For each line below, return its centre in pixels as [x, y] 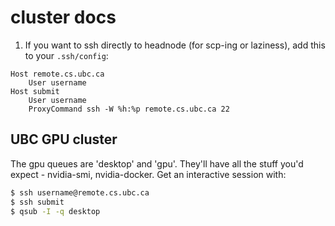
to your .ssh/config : [66, 55]
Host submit [35, 91]
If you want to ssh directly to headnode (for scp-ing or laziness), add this [175, 45]
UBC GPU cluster [64, 139]
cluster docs [63, 17]
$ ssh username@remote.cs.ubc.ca [80, 192]
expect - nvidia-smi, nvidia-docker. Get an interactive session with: [148, 174]
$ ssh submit [37, 202]
